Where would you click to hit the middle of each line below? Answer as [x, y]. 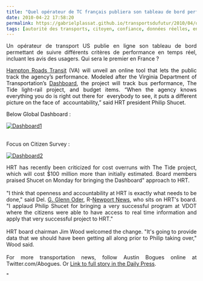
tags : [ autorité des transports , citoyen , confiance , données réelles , [98, 29]
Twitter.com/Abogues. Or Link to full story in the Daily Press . [81, 264]
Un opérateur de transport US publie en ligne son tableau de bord [101, 46]
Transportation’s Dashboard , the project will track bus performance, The [101, 83]
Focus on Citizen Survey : [38, 144]
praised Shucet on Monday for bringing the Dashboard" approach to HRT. [98, 180]
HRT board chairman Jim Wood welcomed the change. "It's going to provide [101, 232]
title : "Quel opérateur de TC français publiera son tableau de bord [96, 12]
